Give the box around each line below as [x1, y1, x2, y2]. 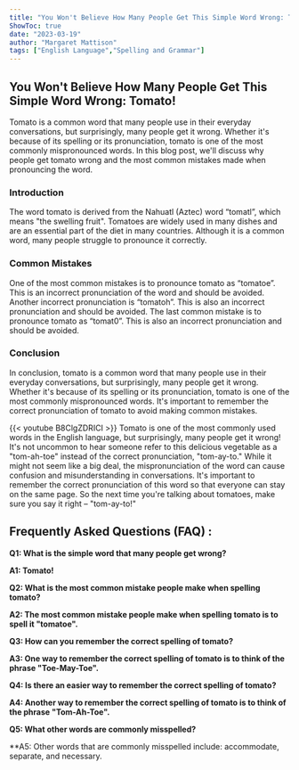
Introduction [9, 186, 64, 199]
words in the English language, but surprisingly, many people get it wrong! [9, 431, 282, 442]
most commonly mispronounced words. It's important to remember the [9, 396, 270, 406]
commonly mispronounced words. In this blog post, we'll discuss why [9, 144, 264, 156]
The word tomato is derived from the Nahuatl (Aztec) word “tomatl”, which [9, 207, 281, 217]
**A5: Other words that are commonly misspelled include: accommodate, [9, 741, 279, 751]
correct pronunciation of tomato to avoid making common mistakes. [9, 405, 258, 415]
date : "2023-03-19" [9, 29, 82, 38]
